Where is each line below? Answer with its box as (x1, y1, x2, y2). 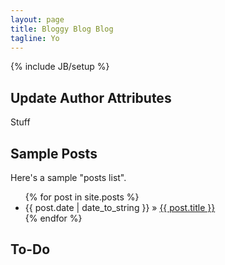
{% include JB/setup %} (10, 61, 110, 73)
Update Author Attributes (10, 89, 172, 106)
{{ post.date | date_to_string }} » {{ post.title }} (24, 202, 216, 213)
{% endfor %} (24, 212, 83, 224)
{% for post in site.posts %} (24, 191, 140, 203)
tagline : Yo (10, 33, 60, 43)
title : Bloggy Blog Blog (10, 24, 114, 34)
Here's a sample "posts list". (10, 172, 127, 183)
